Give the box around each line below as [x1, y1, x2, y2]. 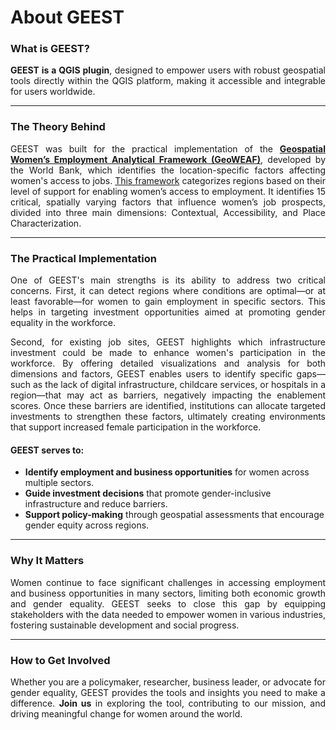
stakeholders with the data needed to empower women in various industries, [10, 608, 326, 620]
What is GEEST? [10, 42, 90, 56]
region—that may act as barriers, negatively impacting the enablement [10, 389, 326, 401]
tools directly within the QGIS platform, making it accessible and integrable [10, 75, 326, 87]
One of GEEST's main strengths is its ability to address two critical [10, 274, 326, 286]
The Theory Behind [10, 120, 106, 134]
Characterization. [10, 217, 82, 229]
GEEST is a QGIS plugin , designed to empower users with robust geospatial [10, 64, 327, 76]
